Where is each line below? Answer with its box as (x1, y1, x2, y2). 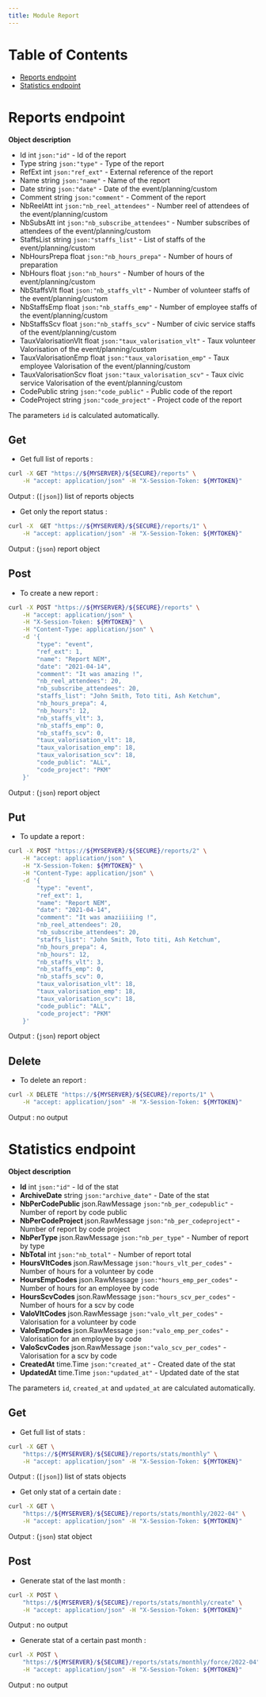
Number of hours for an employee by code (19, 1283, 159, 1293)
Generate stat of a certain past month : (19, 1636, 146, 1645)
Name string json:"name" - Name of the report (19, 176, 170, 185)
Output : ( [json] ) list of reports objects (8, 492, 135, 501)
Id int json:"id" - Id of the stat (19, 1181, 119, 1192)
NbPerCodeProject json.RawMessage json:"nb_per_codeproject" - (19, 1216, 241, 1225)
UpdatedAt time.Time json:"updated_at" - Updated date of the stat (19, 1367, 240, 1377)
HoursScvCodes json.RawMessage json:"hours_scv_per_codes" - (19, 1292, 236, 1301)
